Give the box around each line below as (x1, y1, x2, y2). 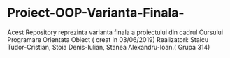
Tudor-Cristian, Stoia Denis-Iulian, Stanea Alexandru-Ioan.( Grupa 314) (7, 43, 210, 51)
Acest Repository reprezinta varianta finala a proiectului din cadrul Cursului (7, 28, 224, 36)
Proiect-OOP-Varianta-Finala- (7, 5, 185, 21)
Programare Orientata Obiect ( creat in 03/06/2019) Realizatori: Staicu (7, 35, 208, 43)
